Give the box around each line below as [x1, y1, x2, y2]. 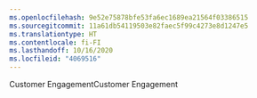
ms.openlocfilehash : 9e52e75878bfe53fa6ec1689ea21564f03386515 [9, 12, 249, 22]
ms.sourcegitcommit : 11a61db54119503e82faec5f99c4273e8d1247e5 [9, 21, 249, 30]
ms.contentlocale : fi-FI [9, 37, 101, 47]
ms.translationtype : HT [9, 29, 98, 38]
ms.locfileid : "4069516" [9, 54, 101, 63]
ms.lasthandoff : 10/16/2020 [9, 46, 114, 55]
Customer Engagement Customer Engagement [9, 79, 179, 89]
